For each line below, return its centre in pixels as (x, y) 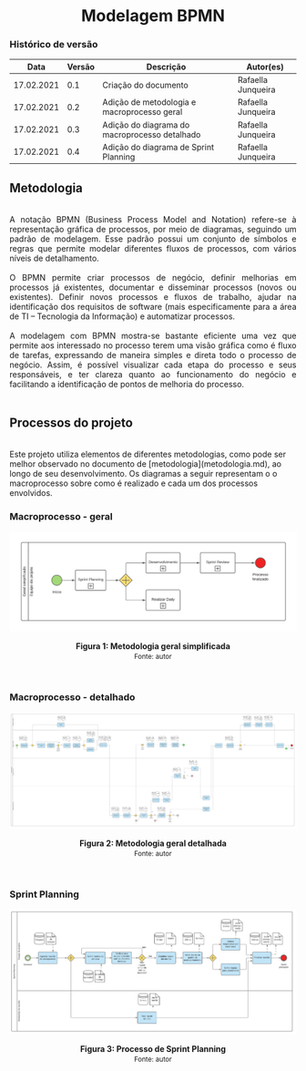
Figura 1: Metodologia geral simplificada (153, 646)
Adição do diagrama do (146, 125)
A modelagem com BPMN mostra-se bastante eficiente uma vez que (153, 336)
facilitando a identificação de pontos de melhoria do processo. (127, 385)
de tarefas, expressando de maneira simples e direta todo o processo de (153, 355)
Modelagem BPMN (153, 16)
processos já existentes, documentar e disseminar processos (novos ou (153, 287)
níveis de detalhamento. (55, 258)
